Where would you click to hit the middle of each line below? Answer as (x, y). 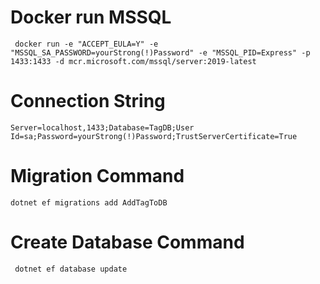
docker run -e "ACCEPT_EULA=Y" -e (86, 44)
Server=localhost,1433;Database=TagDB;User (102, 127)
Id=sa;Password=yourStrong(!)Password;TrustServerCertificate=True (154, 136)
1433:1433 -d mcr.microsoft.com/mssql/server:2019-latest (133, 61)
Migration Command (97, 176)
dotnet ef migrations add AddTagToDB (89, 202)
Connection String (88, 101)
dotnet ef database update (71, 269)
